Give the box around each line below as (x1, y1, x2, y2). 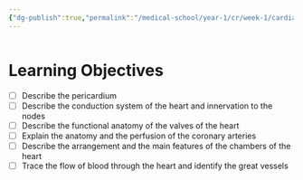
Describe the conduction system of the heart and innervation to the (21, 100, 273, 111)
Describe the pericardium (21, 90, 117, 100)
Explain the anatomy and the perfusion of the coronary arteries (21, 130, 257, 141)
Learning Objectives (8, 60, 164, 81)
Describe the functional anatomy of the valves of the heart (21, 119, 240, 131)
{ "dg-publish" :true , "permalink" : (8, 13, 135, 23)
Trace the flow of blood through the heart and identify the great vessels (21, 160, 289, 171)
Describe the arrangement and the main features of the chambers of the (21, 140, 291, 151)
